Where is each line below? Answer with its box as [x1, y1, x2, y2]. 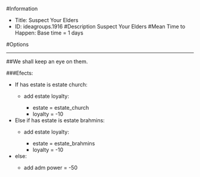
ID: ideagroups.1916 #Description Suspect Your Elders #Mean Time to [14, 23, 186, 30]
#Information [6, 5, 38, 12]
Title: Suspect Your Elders [14, 17, 79, 23]
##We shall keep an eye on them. [6, 58, 88, 65]
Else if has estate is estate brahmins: [14, 117, 105, 124]
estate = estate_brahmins [32, 140, 95, 147]
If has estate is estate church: [14, 81, 87, 88]
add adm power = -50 [23, 164, 78, 171]
